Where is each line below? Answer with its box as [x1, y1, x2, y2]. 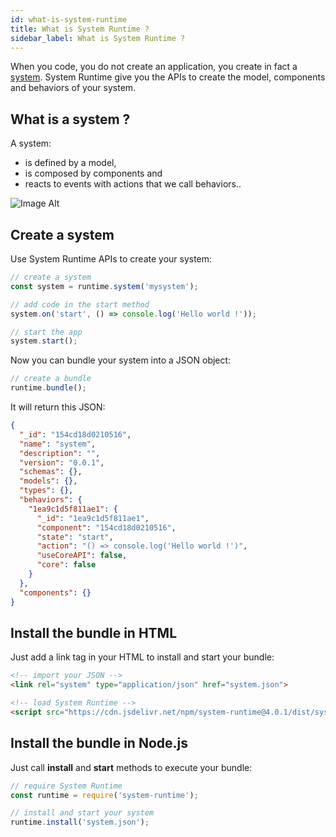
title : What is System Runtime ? [10, 24, 150, 34]
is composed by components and [24, 167, 163, 180]
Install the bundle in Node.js [10, 735, 189, 752]
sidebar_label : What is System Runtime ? [10, 33, 186, 43]
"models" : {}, [19, 476, 78, 486]
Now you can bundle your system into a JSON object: [10, 354, 232, 366]
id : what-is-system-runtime [10, 14, 128, 25]
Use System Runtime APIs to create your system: [10, 253, 213, 265]
